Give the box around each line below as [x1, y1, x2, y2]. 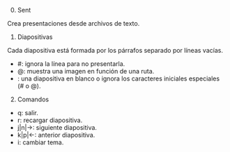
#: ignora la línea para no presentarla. [17, 60, 125, 68]
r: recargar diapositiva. [17, 116, 83, 124]
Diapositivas [17, 33, 53, 41]
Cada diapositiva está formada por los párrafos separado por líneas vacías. [7, 47, 223, 54]
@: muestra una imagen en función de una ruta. [17, 67, 155, 75]
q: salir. [17, 109, 38, 117]
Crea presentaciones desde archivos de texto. [7, 19, 140, 27]
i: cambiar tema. [17, 138, 64, 146]
